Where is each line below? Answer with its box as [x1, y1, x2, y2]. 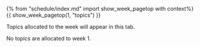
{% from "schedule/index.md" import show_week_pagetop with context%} [6, 5, 194, 12]
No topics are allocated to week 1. [6, 35, 91, 42]
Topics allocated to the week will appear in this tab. [6, 23, 135, 30]
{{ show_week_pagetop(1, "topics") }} [6, 11, 101, 19]
